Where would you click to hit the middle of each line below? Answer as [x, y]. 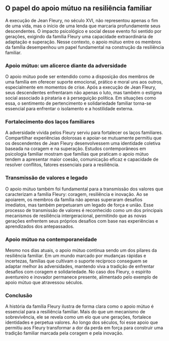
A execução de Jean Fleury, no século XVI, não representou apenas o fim [82, 20]
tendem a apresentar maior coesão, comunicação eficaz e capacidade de [82, 159]
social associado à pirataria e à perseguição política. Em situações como [81, 98]
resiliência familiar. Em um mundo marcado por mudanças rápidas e [76, 256]
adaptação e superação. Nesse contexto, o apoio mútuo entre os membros [83, 42]
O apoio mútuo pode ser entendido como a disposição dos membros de [80, 77]
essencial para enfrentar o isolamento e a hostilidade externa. [69, 109]
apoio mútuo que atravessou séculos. [44, 282]
